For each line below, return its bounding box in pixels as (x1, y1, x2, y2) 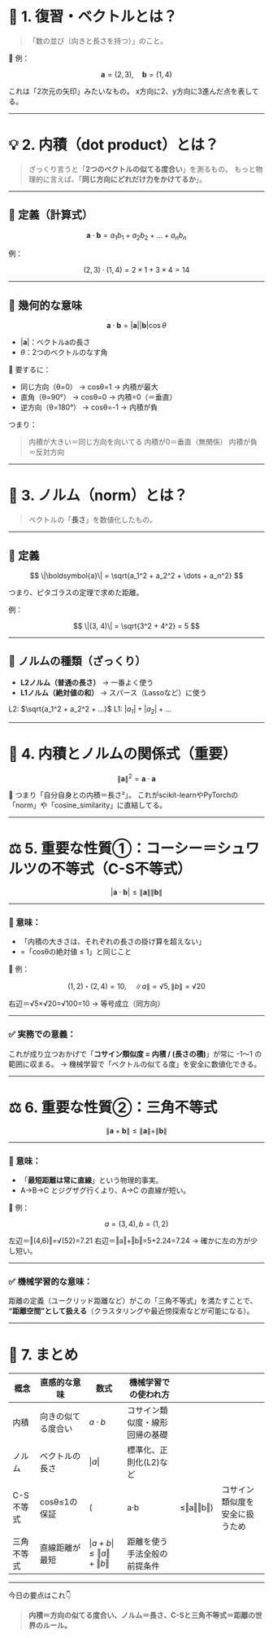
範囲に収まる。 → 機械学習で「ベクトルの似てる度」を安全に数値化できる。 (8, 1059, 262, 1069)
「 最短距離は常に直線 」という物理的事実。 (19, 1176, 163, 1185)
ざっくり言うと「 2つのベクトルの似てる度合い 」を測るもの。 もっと (28, 164, 256, 173)
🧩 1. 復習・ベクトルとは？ (8, 7, 178, 26)
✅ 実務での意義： (8, 1029, 76, 1040)
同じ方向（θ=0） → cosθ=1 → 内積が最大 (19, 382, 158, 392)
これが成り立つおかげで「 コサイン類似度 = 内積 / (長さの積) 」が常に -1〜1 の (8, 1049, 262, 1058)
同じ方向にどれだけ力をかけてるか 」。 (81, 174, 207, 184)
